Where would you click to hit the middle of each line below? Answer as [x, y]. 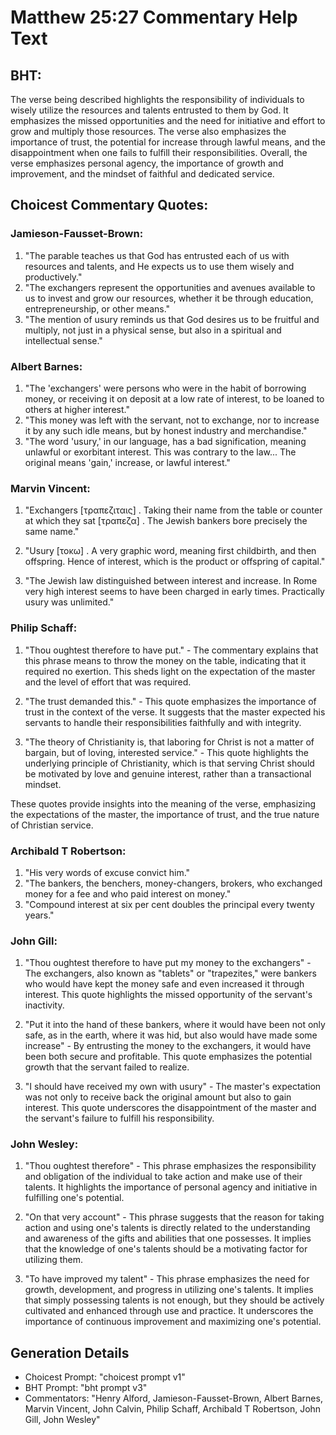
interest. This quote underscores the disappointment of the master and [170, 1108]
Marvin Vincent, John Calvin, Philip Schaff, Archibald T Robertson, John [173, 1409]
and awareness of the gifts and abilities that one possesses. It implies [168, 1238]
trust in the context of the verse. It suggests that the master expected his [175, 712]
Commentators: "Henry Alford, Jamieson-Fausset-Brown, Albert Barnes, [173, 1398]
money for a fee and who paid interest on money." [128, 893]
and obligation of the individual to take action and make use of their [163, 1177]
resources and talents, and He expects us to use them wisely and [159, 266]
